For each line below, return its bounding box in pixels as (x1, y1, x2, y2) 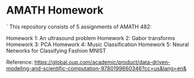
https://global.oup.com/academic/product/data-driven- (34, 58, 171, 66)
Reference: (6, 58, 33, 66)
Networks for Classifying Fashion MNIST (6, 47, 106, 54)
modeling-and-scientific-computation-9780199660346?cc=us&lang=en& (6, 64, 187, 71)
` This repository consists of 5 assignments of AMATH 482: (6, 23, 152, 30)
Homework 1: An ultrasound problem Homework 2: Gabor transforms (6, 34, 175, 41)
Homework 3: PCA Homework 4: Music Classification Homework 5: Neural (6, 41, 189, 48)
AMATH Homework (6, 4, 104, 17)
